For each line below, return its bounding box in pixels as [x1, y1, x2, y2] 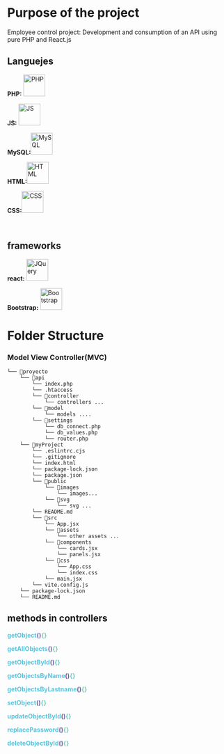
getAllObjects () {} [7, 644, 58, 652]
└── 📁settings [32, 417, 73, 424]
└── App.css [56, 563, 92, 570]
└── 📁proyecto [7, 368, 49, 375]
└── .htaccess [32, 386, 73, 394]
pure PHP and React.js [7, 35, 72, 43]
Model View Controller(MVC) [7, 352, 107, 362]
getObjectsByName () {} [7, 671, 76, 680]
